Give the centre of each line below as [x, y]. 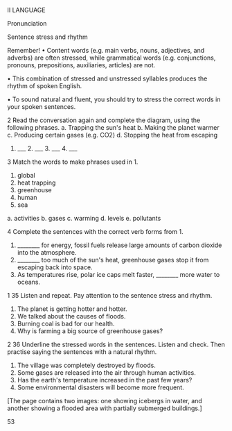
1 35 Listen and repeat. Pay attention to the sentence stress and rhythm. [110, 295]
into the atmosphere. [47, 252]
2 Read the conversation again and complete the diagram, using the [104, 120]
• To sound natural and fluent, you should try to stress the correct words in [114, 99]
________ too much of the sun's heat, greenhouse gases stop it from [113, 260]
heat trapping [36, 183]
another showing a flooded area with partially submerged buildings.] [105, 408]
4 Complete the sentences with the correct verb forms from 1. [95, 231]
